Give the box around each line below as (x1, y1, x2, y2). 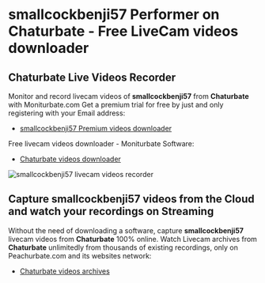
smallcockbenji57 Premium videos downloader (19, 124, 172, 133)
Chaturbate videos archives (19, 266, 111, 276)
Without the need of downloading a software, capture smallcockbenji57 (8, 225, 244, 235)
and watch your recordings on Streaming (8, 205, 214, 218)
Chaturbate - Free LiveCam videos (8, 22, 239, 40)
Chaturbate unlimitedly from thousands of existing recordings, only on (8, 243, 239, 252)
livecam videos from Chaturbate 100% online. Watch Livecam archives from (8, 234, 257, 243)
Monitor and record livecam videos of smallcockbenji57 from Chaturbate (8, 92, 249, 100)
